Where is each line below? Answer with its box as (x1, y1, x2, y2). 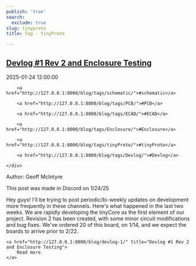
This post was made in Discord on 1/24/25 (6, 184, 110, 191)
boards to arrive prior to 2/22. (6, 227, 79, 235)
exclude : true (11, 20, 46, 25)
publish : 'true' (6, 8, 46, 15)
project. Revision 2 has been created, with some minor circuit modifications (6, 214, 190, 222)
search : (6, 14, 25, 20)
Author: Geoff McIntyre (6, 173, 63, 180)
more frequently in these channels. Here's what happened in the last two (6, 202, 184, 209)
